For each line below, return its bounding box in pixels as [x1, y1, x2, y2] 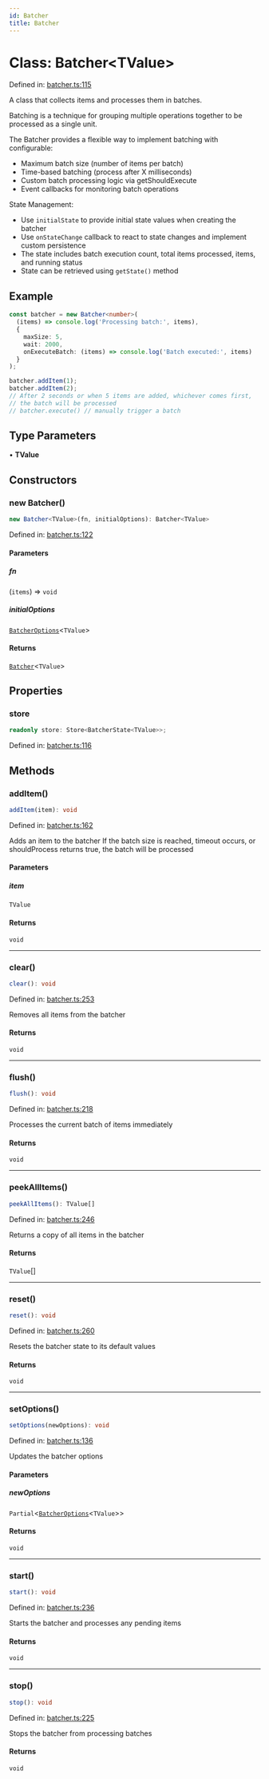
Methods [9, 764, 55, 778]
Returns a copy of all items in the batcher [9, 1230, 144, 1240]
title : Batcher [9, 19, 60, 27]
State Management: [9, 200, 74, 209]
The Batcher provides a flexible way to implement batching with [9, 135, 219, 145]
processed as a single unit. [9, 119, 98, 129]
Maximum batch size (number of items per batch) [20, 159, 184, 169]
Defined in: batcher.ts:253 [9, 994, 95, 1004]
